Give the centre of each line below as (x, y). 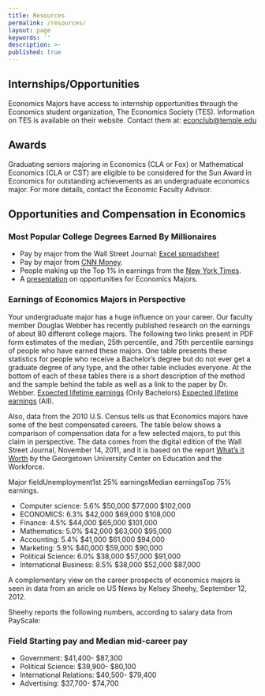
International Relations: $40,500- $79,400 (88, 675)
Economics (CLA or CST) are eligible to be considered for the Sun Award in (130, 172)
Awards (28, 145)
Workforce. (26, 467)
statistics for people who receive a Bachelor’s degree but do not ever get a (129, 359)
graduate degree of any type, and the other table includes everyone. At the (130, 367)
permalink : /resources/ (47, 23)
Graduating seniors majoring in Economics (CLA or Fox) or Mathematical (126, 164)
